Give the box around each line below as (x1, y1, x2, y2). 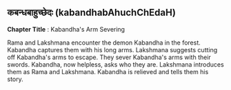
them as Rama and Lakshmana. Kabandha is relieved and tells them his (7, 67, 209, 76)
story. (7, 75, 24, 83)
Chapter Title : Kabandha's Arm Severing (7, 25, 125, 33)
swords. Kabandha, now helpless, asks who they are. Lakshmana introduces (7, 60, 224, 69)
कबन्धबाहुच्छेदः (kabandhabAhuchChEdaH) (7, 7, 176, 19)
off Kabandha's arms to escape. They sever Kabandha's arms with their (7, 53, 212, 61)
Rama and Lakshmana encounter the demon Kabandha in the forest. (7, 38, 201, 47)
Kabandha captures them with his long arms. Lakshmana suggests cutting (7, 45, 218, 54)
